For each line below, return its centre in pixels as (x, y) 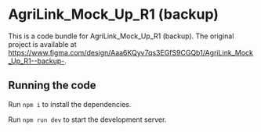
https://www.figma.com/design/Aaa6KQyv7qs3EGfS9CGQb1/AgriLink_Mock (130, 52)
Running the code (52, 86)
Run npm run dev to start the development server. (87, 120)
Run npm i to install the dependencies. (70, 104)
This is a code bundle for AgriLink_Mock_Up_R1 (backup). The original (121, 36)
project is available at (42, 44)
